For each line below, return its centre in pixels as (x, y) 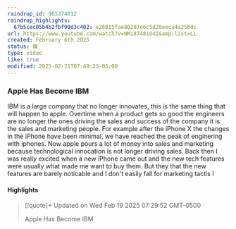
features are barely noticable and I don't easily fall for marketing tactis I (111, 173)
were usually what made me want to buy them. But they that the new (107, 166)
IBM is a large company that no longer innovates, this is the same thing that (116, 106)
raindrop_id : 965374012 (42, 14)
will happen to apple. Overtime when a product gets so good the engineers (116, 113)
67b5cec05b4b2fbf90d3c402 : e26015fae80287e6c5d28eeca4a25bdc (105, 27)
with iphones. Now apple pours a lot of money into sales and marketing (110, 143)
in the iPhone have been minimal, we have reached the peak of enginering (115, 136)
